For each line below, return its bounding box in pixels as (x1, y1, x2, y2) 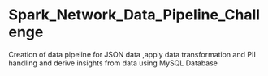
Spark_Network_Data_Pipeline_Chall (8, 6, 261, 24)
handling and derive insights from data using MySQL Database (8, 58, 218, 68)
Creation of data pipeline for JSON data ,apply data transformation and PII (8, 49, 256, 59)
